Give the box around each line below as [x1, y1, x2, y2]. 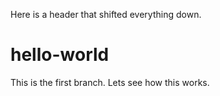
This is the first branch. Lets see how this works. [10, 76, 210, 88]
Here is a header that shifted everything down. [10, 9, 202, 20]
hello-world [10, 44, 110, 66]
